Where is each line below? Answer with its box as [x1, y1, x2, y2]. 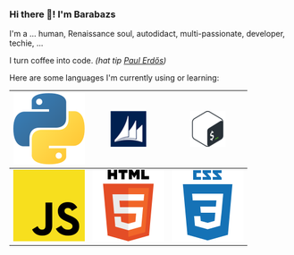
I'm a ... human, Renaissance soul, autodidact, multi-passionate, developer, [9, 29, 286, 39]
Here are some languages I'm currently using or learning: [9, 72, 220, 83]
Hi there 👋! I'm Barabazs [9, 8, 116, 21]
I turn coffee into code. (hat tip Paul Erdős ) [9, 55, 167, 66]
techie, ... [9, 38, 44, 48]
